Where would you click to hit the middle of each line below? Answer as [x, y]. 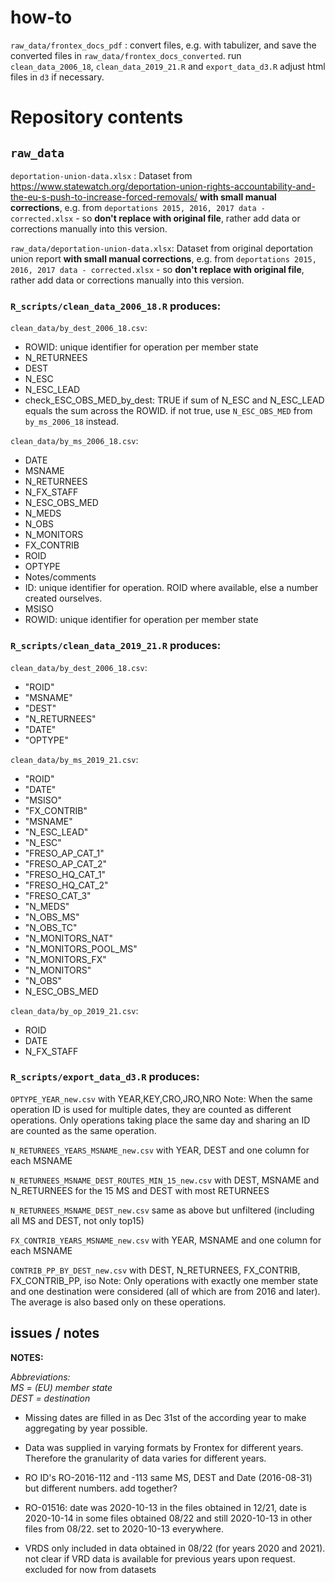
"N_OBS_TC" [51, 927]
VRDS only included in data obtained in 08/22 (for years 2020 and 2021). [175, 1548]
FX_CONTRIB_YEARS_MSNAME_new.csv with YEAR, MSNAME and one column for [166, 1240]
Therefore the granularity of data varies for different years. [145, 1458]
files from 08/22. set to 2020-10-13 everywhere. [124, 1528]
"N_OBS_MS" [52, 917]
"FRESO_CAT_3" [58, 895]
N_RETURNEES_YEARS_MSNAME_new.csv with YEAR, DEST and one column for [160, 1150]
